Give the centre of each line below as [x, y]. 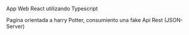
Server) [16, 26]
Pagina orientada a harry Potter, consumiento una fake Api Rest [85, 20]
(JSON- [173, 20]
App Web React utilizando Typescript [52, 9]
